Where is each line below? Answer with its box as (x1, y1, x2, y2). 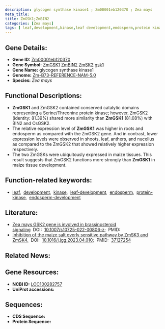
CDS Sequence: (12, 313, 46, 319)
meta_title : (5, 12, 29, 17)
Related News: (5, 251, 51, 260)
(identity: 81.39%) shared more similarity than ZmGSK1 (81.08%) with (12, 115, 153, 121)
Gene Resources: (5, 268, 59, 277)
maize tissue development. (12, 162, 67, 168)
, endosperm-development (25, 194, 81, 200)
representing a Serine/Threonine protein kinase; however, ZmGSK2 (12, 110, 148, 116)
